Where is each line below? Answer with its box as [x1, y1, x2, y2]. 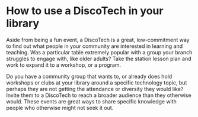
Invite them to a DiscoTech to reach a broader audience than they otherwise [6, 92, 191, 99]
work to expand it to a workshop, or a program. [6, 61, 122, 69]
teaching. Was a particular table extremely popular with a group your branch [6, 48, 193, 56]
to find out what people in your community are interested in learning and [6, 43, 183, 50]
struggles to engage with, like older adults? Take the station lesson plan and [6, 55, 191, 62]
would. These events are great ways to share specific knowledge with [6, 97, 177, 105]
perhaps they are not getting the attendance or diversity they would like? [6, 85, 184, 92]
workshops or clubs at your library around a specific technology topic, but [6, 79, 187, 86]
